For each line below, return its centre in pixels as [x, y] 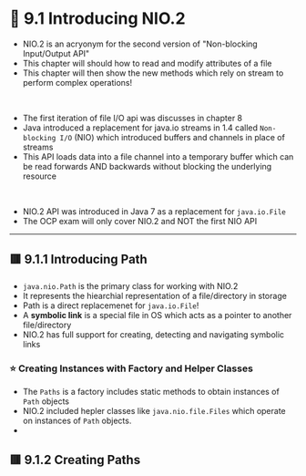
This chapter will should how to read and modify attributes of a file [147, 63]
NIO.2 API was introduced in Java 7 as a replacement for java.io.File [154, 211]
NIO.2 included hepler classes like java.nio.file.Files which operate [154, 411]
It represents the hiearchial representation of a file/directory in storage [154, 295]
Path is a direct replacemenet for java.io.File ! [111, 305]
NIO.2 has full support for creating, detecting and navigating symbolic [153, 334]
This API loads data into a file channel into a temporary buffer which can [158, 156]
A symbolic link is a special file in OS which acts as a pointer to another [157, 315]
